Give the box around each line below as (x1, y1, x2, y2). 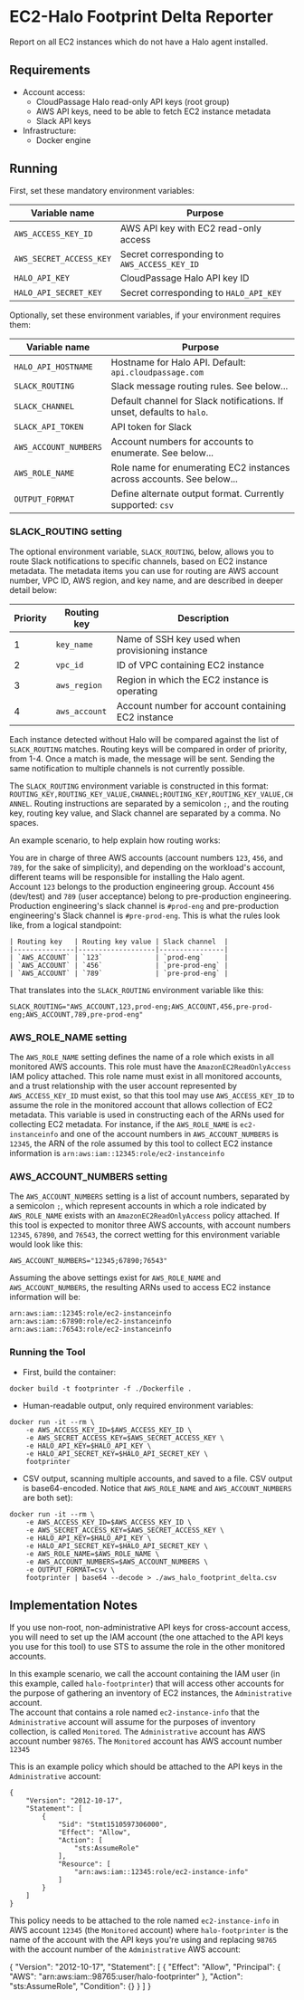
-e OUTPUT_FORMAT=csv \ (25, 1565, 116, 1574)
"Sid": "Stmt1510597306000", (57, 1820, 168, 1829)
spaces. (9, 817, 39, 828)
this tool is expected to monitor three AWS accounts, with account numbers (9, 1220, 291, 1230)
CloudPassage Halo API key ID (119, 272, 250, 284)
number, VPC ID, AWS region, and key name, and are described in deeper (9, 575, 283, 586)
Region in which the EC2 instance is (116, 673, 269, 685)
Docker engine (35, 134, 91, 146)
